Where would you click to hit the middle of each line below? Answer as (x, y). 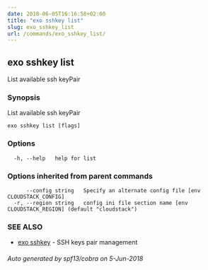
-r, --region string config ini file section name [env (101, 203)
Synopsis (24, 98)
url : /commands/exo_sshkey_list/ (57, 34)
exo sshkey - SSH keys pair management (77, 242)
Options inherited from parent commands (80, 176)
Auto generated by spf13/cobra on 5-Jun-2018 (75, 258)
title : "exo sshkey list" (45, 20)
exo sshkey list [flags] (44, 126)
